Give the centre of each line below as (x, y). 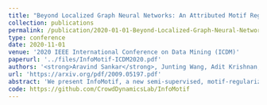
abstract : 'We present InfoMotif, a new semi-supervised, (106, 81)
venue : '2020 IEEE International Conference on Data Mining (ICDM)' (124, 52)
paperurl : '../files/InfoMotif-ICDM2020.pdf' (85, 60)
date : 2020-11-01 (37, 45)
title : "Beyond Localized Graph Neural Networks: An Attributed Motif (128, 15)
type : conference (37, 37)
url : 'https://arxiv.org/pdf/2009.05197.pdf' (85, 74)
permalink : (26, 30)
